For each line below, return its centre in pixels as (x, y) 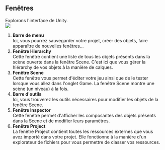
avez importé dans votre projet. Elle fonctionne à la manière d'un (79, 137)
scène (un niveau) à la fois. (40, 89)
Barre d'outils (27, 94)
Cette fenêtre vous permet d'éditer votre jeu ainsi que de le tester (80, 78)
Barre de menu (28, 35)
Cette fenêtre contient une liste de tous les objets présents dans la (81, 56)
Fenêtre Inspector (32, 110)
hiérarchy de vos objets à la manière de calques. (63, 67)
